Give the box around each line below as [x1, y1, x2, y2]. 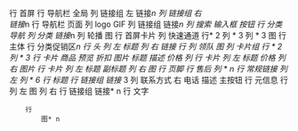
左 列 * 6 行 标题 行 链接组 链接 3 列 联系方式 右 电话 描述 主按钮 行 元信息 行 [9, 75, 289, 85]
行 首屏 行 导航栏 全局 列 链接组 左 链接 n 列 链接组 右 [9, 8, 202, 18]
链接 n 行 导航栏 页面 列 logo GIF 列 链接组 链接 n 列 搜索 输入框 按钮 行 [9, 19, 265, 29]
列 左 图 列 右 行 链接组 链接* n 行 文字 [9, 86, 149, 96]
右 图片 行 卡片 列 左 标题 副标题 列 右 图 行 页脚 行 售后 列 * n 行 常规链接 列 [9, 63, 288, 74]
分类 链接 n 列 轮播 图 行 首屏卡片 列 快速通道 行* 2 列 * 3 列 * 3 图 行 [36, 30, 286, 40]
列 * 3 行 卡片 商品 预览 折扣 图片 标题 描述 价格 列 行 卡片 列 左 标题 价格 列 [9, 53, 286, 62]
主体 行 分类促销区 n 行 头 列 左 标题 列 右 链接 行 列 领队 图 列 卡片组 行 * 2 [9, 41, 283, 52]
